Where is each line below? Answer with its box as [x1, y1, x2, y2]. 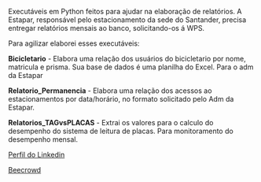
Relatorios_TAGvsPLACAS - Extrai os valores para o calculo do [8, 118, 214, 127]
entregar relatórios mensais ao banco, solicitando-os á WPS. [8, 24, 205, 32]
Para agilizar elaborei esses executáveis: [8, 39, 140, 48]
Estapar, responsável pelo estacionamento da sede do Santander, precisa [8, 15, 247, 24]
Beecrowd [8, 165, 42, 174]
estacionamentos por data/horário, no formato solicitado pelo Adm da [8, 95, 234, 103]
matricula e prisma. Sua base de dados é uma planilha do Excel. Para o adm [8, 62, 254, 72]
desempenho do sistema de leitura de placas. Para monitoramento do [8, 126, 233, 136]
